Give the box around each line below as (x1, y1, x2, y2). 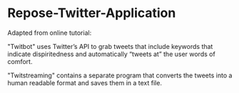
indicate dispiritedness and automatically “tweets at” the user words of (7, 50, 215, 58)
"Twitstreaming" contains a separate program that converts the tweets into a (7, 71, 233, 80)
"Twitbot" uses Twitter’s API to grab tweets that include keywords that (7, 42, 213, 50)
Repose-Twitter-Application (7, 5, 176, 21)
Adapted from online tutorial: (7, 28, 92, 37)
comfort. (7, 57, 33, 65)
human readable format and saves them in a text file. (7, 78, 163, 87)
